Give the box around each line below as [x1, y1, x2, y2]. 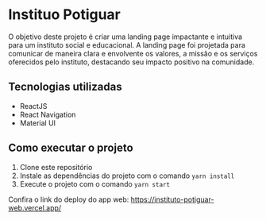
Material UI [19, 118, 56, 128]
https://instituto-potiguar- [130, 195, 214, 204]
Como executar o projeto [8, 141, 133, 155]
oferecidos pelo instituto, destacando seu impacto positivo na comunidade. [8, 57, 255, 67]
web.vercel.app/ [8, 203, 62, 212]
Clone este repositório [19, 162, 93, 172]
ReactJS [19, 101, 48, 110]
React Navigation [19, 110, 76, 119]
